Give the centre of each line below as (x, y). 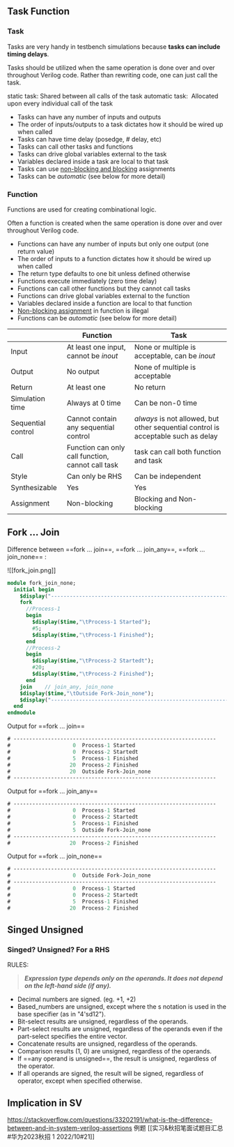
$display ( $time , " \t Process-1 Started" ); (92, 622)
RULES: (18, 965)
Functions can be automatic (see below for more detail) (97, 318)
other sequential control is (177, 427)
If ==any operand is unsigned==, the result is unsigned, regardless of (117, 1059)
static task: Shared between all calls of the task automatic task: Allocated (113, 96)
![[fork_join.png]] (32, 570)
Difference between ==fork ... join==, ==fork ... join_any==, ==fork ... (106, 549)
